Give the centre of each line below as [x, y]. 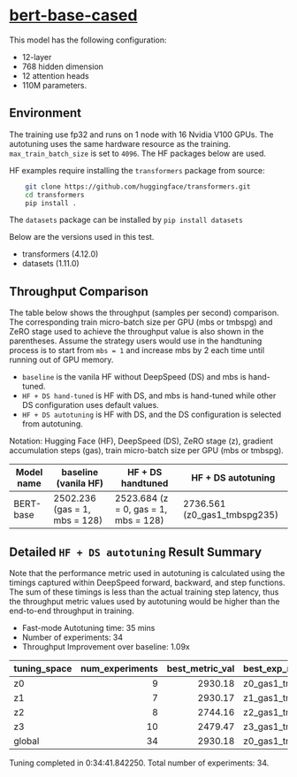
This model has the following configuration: [88, 40]
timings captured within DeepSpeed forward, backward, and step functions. [147, 582]
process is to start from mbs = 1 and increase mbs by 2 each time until [137, 350]
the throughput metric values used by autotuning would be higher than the [145, 601]
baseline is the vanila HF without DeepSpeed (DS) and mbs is [134, 377]
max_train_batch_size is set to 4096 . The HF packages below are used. [138, 153]
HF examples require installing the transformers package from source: [137, 170]
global [27, 741]
